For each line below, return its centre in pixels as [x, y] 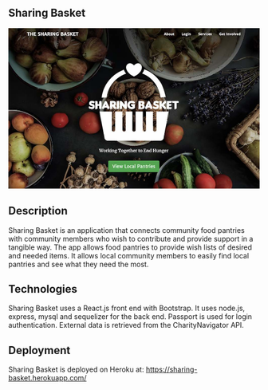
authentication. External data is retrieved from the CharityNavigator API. [126, 325]
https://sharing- [171, 369]
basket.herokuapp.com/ [47, 378]
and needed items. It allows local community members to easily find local [129, 255]
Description [38, 211]
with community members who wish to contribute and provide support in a [131, 238]
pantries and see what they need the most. [79, 264]
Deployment [39, 350]
